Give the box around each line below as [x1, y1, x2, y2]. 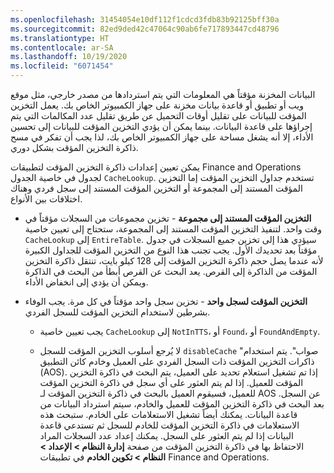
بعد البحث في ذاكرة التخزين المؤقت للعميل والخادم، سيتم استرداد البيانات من [39, 398, 325, 410]
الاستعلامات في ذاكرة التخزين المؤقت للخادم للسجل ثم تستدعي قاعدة [39, 419, 300, 431]
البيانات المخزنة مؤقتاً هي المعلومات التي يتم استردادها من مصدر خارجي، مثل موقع [10, 89, 316, 100]
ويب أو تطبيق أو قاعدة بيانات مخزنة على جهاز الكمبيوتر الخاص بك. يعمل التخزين [10, 99, 305, 111]
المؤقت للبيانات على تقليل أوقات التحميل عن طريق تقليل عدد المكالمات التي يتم [10, 110, 307, 121]
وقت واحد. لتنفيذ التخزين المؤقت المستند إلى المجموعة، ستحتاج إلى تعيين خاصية [24, 223, 322, 235]
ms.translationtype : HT [10, 33, 110, 43]
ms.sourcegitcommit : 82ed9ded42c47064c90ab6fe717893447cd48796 [10, 24, 280, 34]
